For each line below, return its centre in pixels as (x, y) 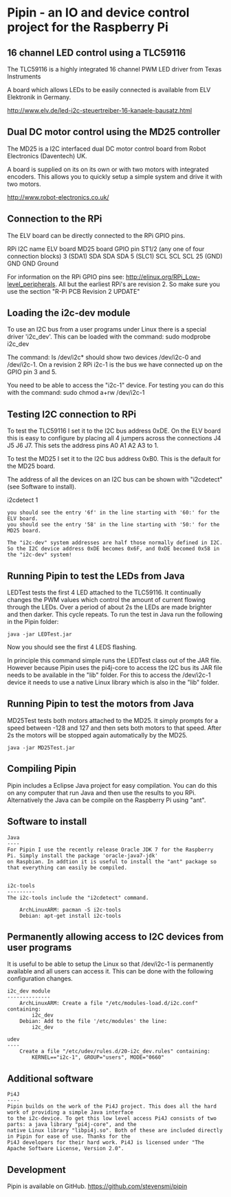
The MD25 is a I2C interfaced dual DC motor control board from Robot (107, 149)
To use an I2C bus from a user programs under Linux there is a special (107, 330)
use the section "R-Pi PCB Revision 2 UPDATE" (74, 291)
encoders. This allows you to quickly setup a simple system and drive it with (115, 176)
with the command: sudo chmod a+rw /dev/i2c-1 (76, 393)
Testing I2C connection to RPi (71, 414)
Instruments (24, 76)
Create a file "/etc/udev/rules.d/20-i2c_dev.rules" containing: (115, 1052)
